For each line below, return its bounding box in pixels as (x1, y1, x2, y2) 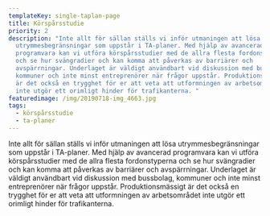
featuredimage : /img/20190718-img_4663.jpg (8, 94, 157, 102)
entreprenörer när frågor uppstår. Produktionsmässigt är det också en (8, 181, 239, 191)
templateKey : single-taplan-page (8, 11, 121, 20)
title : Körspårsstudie (8, 19, 84, 27)
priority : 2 (8, 27, 48, 35)
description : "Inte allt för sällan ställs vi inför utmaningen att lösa (8, 34, 261, 43)
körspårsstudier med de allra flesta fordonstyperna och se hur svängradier (8, 156, 256, 165)
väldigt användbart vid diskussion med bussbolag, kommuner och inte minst (8, 172, 261, 182)
